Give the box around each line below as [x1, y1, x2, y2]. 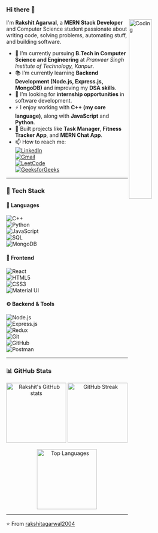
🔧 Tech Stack [6, 187, 45, 195]
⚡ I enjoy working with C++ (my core [14, 104, 106, 111]
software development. [14, 97, 72, 104]
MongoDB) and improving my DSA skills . [14, 84, 117, 92]
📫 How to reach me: [14, 138, 66, 146]
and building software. [6, 38, 62, 46]
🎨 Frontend [6, 254, 34, 262]
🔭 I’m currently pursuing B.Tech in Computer [14, 50, 126, 57]
